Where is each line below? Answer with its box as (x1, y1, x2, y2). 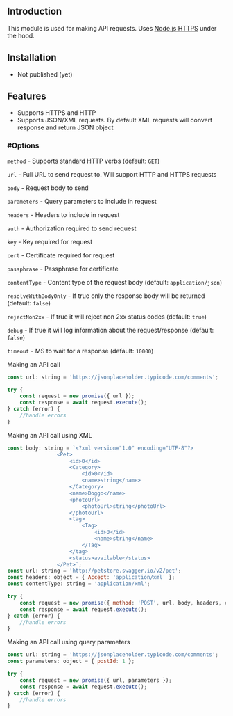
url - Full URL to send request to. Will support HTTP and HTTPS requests (7, 170, 217, 178)
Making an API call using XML (7, 431, 92, 439)
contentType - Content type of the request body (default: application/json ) (7, 278, 223, 286)
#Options (7, 141, 40, 150)
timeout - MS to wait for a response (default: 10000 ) (7, 347, 154, 355)
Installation (7, 51, 57, 63)
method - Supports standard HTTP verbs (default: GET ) (7, 157, 160, 165)
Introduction (7, 6, 62, 17)
